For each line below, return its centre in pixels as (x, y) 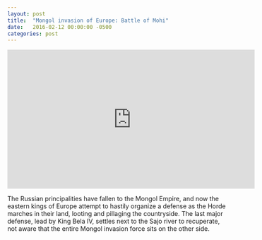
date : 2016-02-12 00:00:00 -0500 (60, 27)
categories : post (33, 34)
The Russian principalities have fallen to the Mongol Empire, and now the (113, 199)
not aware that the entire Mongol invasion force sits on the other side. (108, 229)
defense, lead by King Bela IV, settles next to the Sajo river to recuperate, (114, 221)
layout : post (26, 14)
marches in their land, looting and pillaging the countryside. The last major (115, 214)
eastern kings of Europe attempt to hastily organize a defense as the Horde (117, 206)
